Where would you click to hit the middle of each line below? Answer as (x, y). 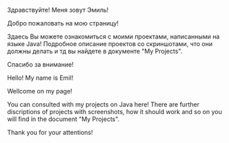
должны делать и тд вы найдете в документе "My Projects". (95, 51)
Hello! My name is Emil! (40, 78)
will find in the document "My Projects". (63, 119)
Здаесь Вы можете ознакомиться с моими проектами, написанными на (113, 36)
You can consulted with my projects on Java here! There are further (103, 104)
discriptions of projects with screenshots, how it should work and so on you (114, 112)
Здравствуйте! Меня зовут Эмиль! (58, 10)
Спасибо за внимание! (40, 64)
